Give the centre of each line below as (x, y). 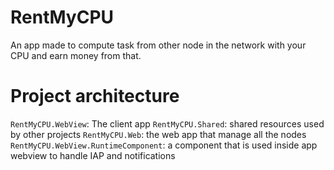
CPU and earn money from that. (76, 55)
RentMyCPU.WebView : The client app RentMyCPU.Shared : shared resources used (167, 123)
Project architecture (95, 96)
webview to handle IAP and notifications (93, 155)
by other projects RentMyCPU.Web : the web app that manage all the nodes (158, 134)
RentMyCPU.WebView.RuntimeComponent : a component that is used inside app (164, 145)
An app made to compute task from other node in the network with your (158, 45)
